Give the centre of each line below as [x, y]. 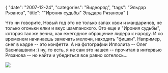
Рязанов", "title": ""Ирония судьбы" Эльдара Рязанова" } [67, 13]
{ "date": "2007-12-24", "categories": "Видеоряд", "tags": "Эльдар [76, 7]
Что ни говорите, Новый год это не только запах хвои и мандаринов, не [83, 23]
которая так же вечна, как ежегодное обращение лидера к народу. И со [84, 33]
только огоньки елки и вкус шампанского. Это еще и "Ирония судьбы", [83, 28]
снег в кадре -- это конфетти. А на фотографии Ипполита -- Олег [76, 44]
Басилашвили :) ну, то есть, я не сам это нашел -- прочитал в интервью [83, 50]
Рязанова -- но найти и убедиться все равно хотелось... [66, 55]
